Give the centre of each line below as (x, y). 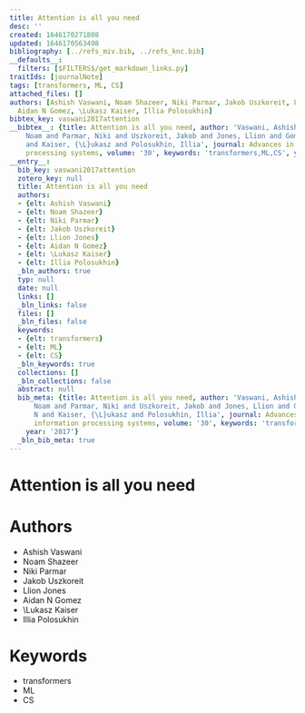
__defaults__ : (36, 60)
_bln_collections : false (64, 381)
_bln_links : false (53, 305)
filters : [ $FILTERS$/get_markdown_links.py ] (103, 69)
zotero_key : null (50, 178)
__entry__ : (30, 161)
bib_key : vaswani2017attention (77, 170)
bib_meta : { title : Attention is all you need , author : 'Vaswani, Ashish (158, 398)
